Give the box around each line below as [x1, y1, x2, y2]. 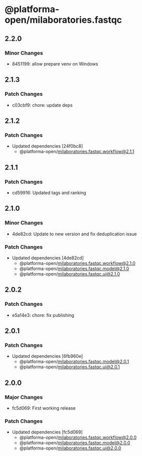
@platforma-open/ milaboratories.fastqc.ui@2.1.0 [19, 271, 120, 277]
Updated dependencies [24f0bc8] [12, 143, 83, 149]
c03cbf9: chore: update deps [12, 102, 73, 108]
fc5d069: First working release [12, 405, 76, 411]
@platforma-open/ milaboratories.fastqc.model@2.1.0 [19, 266, 129, 272]
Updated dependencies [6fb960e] [12, 353, 83, 359]
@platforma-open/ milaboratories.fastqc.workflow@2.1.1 [19, 149, 134, 155]
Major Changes [5, 394, 43, 401]
